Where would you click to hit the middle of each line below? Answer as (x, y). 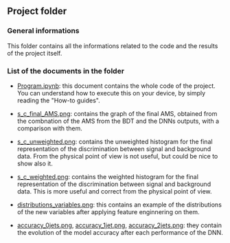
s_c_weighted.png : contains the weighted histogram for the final (108, 176)
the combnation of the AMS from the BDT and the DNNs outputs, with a (118, 121)
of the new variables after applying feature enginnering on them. (108, 211)
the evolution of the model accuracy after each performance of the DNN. (120, 232)
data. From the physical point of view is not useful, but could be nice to (117, 156)
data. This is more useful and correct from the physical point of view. (114, 191)
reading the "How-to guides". (59, 100)
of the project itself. (35, 53)
